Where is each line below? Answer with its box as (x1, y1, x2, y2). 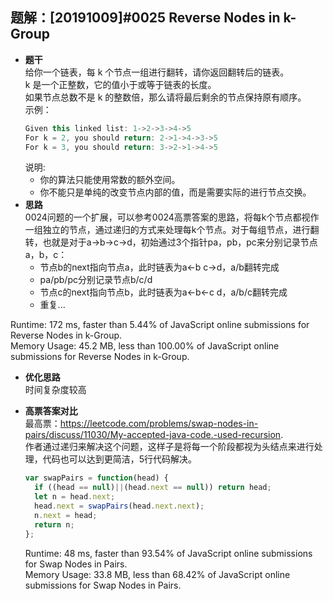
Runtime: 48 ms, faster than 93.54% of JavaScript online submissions (24, 547, 313, 559)
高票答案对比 (24, 405, 78, 417)
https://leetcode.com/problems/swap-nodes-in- (59, 418, 259, 430)
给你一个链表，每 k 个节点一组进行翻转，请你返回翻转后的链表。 (24, 66, 290, 78)
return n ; (34, 519, 75, 530)
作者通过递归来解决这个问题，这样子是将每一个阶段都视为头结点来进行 (24, 441, 315, 453)
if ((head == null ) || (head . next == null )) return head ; (34, 483, 272, 493)
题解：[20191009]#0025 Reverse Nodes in (10, 9, 281, 27)
